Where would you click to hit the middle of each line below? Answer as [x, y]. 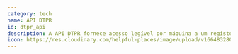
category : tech [30, 14]
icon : [15, 40]
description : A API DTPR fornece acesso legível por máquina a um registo [120, 33]
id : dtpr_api [27, 27]
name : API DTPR [30, 20]
